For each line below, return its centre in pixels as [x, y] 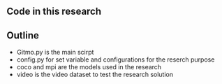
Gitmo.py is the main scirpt [55, 52]
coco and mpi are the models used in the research [89, 67]
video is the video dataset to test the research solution [95, 75]
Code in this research [54, 12]
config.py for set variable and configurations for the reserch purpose [116, 59]
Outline [23, 35]
